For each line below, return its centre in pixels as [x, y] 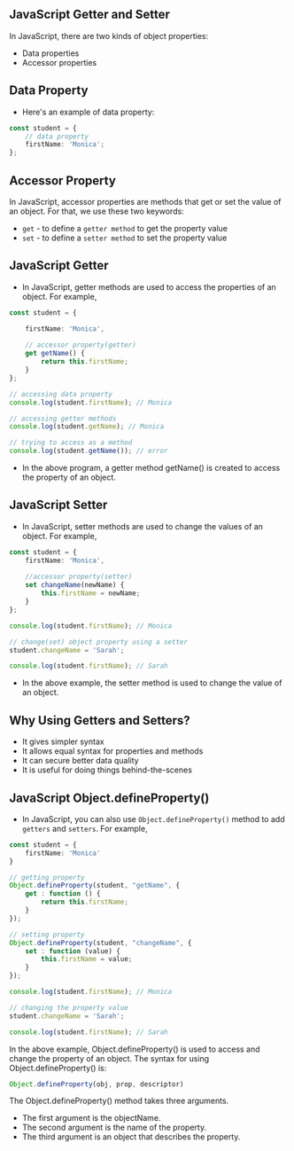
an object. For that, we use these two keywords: [97, 211]
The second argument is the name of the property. [114, 1128]
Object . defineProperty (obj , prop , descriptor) [97, 1084]
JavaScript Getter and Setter [90, 15]
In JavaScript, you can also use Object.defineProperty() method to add [153, 818]
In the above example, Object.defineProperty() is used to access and [135, 1049]
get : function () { [63, 894]
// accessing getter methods [63, 419]
